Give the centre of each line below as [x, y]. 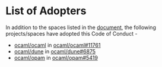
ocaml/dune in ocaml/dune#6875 [55, 51]
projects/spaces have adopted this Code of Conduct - [72, 33]
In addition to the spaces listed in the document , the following [81, 27]
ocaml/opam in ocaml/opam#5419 [56, 58]
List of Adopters [46, 11]
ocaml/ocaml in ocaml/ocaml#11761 [57, 45]
